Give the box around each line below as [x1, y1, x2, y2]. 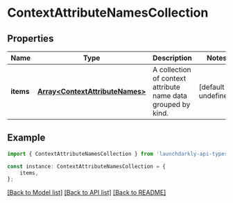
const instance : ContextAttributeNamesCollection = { [7, 163, 166, 170]
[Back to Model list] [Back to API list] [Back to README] [7, 188, 166, 197]
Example [7, 132, 46, 144]
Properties [7, 33, 54, 44]
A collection [152, 65, 192, 74]
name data [152, 91, 187, 100]
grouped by [152, 99, 191, 109]
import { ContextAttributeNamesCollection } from [7, 150, 154, 157]
